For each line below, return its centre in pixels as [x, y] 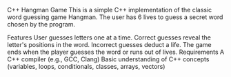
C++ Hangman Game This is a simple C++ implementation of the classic [110, 10]
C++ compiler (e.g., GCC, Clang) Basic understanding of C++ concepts [108, 59]
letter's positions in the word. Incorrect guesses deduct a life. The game [109, 45]
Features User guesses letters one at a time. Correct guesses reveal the [109, 37]
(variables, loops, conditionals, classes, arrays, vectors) [86, 66]
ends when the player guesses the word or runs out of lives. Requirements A [116, 52]
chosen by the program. [41, 24]
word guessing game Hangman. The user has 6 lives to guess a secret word [115, 17]
